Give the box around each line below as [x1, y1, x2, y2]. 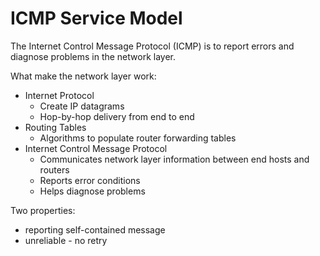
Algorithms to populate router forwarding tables [39, 132, 237, 144]
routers [39, 163, 70, 176]
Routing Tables [24, 121, 87, 133]
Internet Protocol [24, 89, 95, 101]
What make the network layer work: [10, 70, 157, 82]
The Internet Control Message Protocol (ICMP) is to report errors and [10, 40, 295, 52]
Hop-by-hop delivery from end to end [39, 110, 195, 122]
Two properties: [10, 204, 76, 216]
